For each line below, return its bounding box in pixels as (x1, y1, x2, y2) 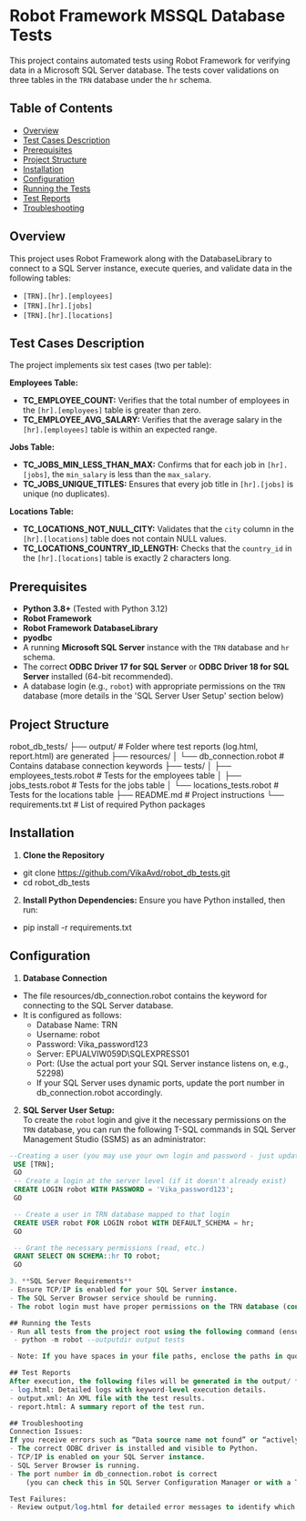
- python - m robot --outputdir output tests (13, 1335, 185, 1344)
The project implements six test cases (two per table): (9, 360, 212, 371)
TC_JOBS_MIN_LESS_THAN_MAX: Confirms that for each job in (22, 459, 266, 470)
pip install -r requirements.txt (22, 922, 132, 933)
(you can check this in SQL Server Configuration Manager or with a (25, 1477, 291, 1487)
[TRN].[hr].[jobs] (22, 301, 93, 311)
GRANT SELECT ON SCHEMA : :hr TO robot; (13, 1251, 161, 1261)
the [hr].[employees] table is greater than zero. (22, 404, 202, 415)
